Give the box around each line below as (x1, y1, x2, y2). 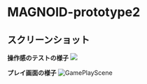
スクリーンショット (7, 34, 90, 45)
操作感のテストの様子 (7, 54, 69, 62)
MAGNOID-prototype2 (7, 4, 141, 20)
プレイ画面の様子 (7, 69, 57, 77)
